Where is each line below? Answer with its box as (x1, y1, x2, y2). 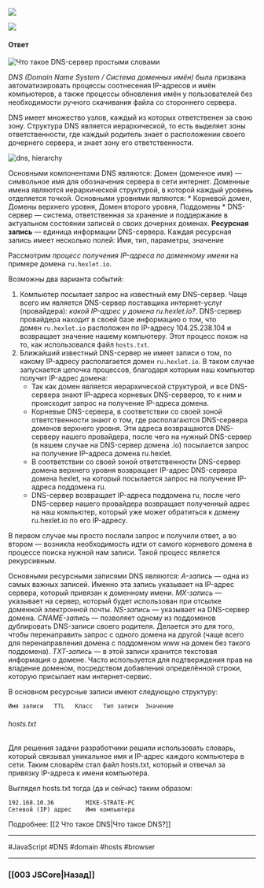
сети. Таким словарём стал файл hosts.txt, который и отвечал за (8, 760, 225, 770)
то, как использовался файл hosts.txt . (19, 340, 150, 350)
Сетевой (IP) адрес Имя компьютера (8, 806, 135, 814)
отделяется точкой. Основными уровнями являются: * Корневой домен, (8, 194, 252, 203)
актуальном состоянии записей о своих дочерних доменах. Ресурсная (8, 219, 249, 229)
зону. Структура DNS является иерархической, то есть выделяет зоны (8, 121, 246, 131)
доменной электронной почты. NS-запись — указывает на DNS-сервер (8, 605, 250, 615)
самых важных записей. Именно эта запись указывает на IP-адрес (8, 580, 234, 589)
